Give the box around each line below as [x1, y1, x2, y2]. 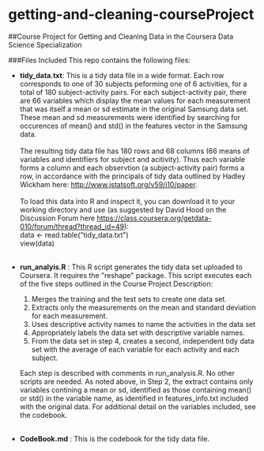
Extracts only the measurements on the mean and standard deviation [31, 303, 257, 312]
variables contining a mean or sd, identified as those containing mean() [19, 385, 252, 394]
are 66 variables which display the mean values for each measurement [19, 96, 251, 105]
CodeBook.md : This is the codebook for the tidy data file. [19, 434, 210, 443]
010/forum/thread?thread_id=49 [19, 221, 125, 231]
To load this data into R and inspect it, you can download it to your [19, 196, 236, 206]
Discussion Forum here [19, 213, 96, 223]
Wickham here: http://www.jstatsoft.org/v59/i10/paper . [19, 179, 198, 189]
